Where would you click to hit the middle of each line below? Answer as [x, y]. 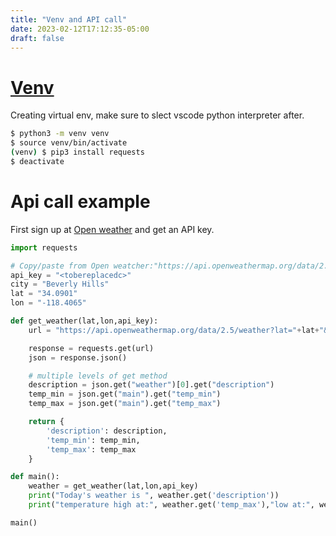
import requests [44, 247]
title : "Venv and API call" [69, 19]
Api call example [80, 202]
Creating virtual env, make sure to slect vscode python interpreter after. [157, 115]
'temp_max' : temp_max [91, 449]
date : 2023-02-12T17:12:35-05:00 [80, 29]
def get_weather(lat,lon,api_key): [84, 321]
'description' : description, [107, 431]
